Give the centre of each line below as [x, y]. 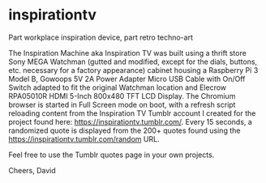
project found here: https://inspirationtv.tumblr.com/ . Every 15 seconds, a [131, 121]
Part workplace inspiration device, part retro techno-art [101, 37]
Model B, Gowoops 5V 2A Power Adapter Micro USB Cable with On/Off [127, 79]
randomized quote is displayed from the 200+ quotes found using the [124, 130]
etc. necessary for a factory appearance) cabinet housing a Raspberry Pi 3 [133, 70]
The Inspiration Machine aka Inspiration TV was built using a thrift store [128, 53]
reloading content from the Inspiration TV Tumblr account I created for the [132, 113]
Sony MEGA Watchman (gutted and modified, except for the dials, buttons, [133, 62]
